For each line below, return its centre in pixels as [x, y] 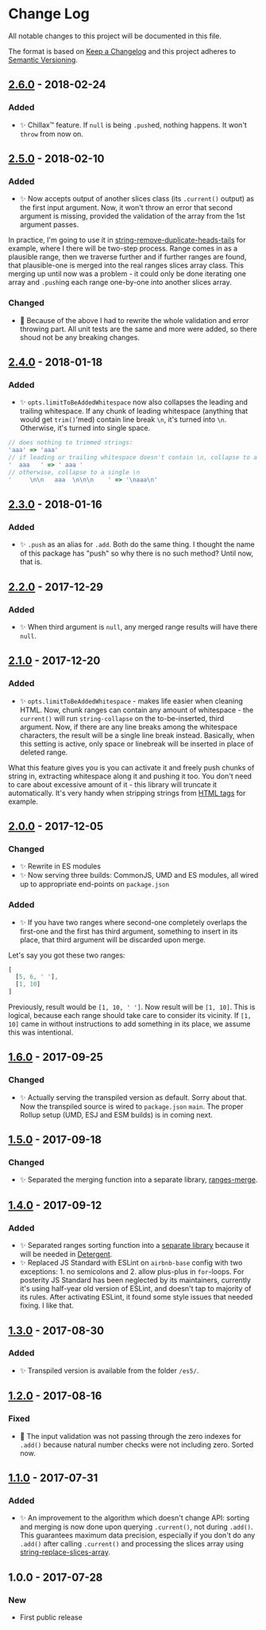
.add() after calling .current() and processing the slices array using [131, 1544]
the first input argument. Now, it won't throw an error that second [126, 208]
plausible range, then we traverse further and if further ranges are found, [127, 257]
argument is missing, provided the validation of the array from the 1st [132, 216]
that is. [31, 562]
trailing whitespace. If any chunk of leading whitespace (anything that [134, 411]
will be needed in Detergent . [66, 1254]
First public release [51, 1617]
